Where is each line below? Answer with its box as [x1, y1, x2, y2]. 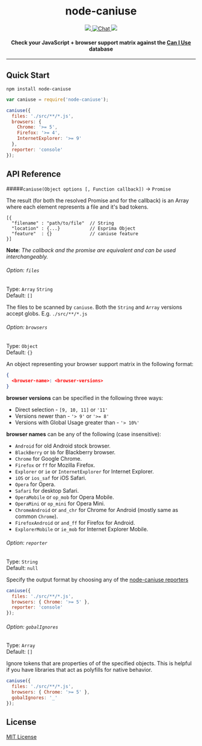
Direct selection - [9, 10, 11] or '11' [14, 406, 108, 413]
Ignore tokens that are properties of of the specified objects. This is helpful [6, 660, 192, 667]
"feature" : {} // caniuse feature [11, 230, 138, 236]
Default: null [6, 564, 38, 571]
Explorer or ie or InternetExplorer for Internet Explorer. [14, 467, 155, 475]
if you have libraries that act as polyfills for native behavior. [6, 666, 153, 674]
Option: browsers [6, 324, 48, 331]
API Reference [6, 169, 61, 179]
